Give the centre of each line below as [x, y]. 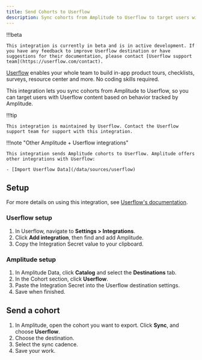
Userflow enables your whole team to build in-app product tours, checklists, [100, 72]
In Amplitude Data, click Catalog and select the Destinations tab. [96, 272]
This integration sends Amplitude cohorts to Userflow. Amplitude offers [101, 154]
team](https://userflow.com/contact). [55, 61]
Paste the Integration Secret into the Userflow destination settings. [97, 285]
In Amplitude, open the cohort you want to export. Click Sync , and [97, 325]
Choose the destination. [44, 338]
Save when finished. [40, 291]
